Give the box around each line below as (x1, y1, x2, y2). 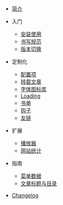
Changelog (11, 192, 39, 198)
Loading (20, 92, 41, 100)
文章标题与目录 (20, 180, 57, 187)
